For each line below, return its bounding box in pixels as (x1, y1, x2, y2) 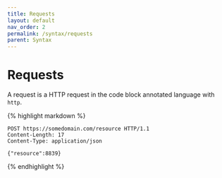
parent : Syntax (7, 37, 52, 44)
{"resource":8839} (7, 150, 61, 158)
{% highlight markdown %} (7, 112, 86, 120)
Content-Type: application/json (7, 138, 102, 145)
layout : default (7, 17, 55, 24)
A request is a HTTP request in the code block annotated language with (7, 90, 215, 99)
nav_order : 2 (7, 23, 46, 30)
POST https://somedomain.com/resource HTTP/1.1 (7, 125, 150, 133)
